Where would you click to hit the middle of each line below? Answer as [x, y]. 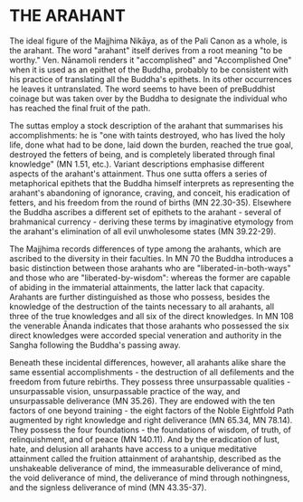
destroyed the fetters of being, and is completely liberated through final [142, 154]
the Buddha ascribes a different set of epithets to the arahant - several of [146, 212]
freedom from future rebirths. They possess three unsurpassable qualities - [150, 382]
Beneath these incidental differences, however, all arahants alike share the [148, 362]
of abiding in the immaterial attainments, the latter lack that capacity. [137, 287]
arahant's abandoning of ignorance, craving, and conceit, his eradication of [150, 193]
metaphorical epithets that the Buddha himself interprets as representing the [152, 183]
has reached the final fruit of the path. [80, 108]
